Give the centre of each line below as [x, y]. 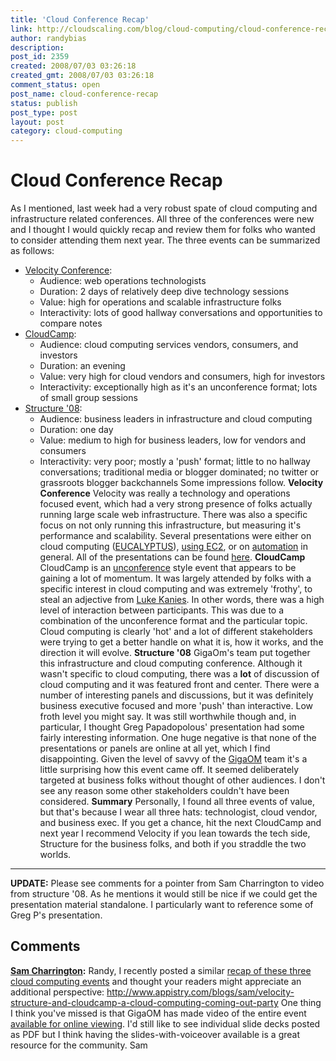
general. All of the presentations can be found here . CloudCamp [172, 557]
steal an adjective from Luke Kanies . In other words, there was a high [182, 600]
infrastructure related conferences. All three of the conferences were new [162, 219]
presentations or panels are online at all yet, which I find [155, 748]
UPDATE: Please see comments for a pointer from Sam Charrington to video [167, 883]
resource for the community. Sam [79, 1045]
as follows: [32, 251]
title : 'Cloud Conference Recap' [80, 19]
